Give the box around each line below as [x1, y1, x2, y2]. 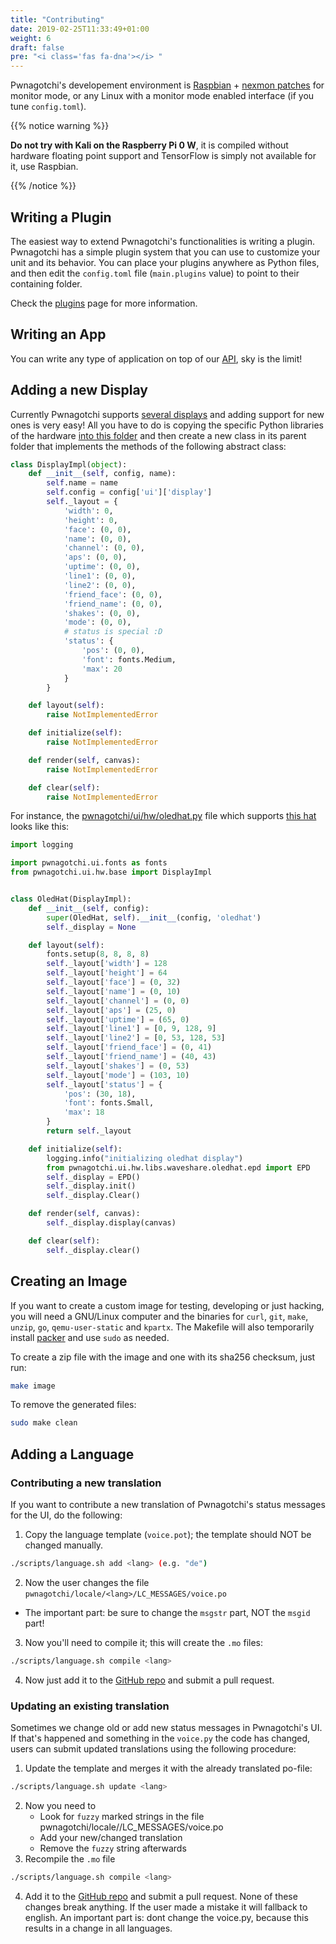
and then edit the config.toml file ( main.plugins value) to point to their [10, 267, 300, 279]
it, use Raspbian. [10, 161, 79, 173]
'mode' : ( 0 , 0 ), [63, 617, 132, 628]
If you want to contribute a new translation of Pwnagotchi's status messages [10, 1498, 326, 1510]
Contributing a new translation [10, 1476, 162, 1490]
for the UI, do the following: [10, 1509, 123, 1521]
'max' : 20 [81, 664, 123, 674]
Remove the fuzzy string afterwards [39, 1842, 187, 1854]
